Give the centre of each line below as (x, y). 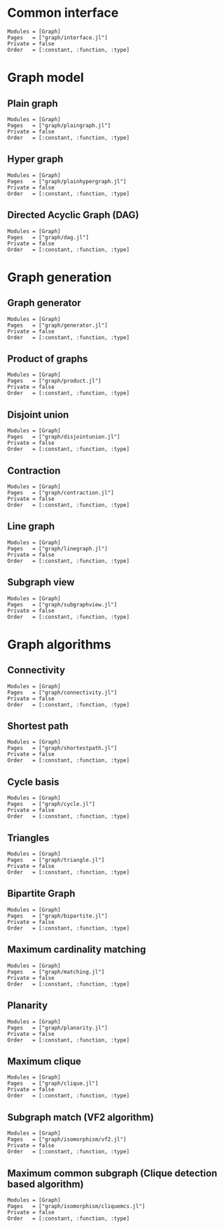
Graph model (45, 78)
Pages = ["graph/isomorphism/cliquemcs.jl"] (76, 1206)
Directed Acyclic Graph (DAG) (73, 215)
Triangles (28, 838)
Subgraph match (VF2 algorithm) (80, 1117)
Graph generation (59, 277)
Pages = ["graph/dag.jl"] (48, 237)
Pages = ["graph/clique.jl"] (53, 1084)
